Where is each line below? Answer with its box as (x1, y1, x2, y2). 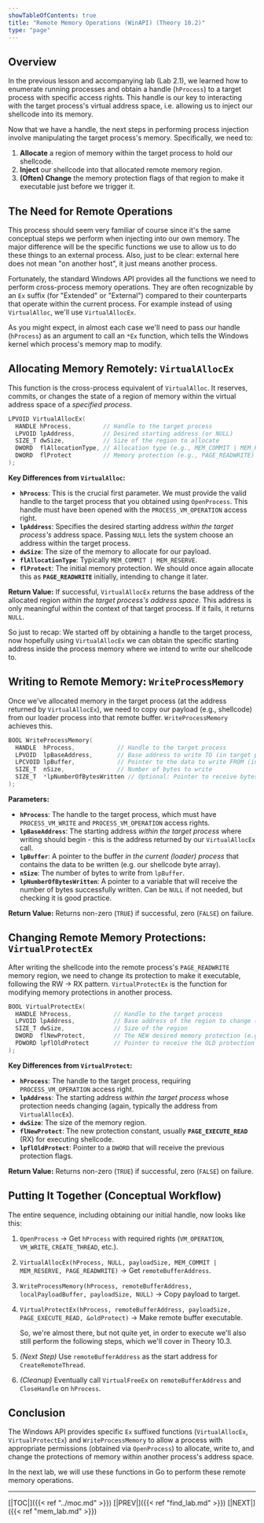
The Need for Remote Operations (8, 204, 173, 218)
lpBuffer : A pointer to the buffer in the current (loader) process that (19, 851, 240, 861)
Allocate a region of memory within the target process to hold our (19, 149, 233, 158)
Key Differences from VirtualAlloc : (8, 473, 126, 482)
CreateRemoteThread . (19, 1359, 86, 1369)
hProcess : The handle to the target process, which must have (19, 809, 217, 819)
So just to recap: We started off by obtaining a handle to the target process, (8, 627, 253, 637)
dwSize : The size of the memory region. (19, 1117, 147, 1127)
